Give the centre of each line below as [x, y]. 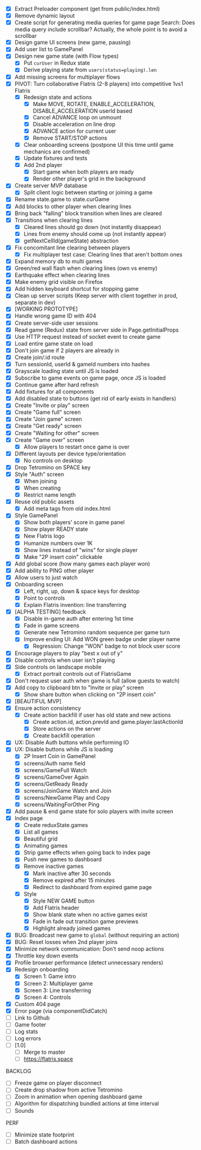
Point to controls [44, 598]
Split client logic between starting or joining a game [88, 193]
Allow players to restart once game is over [76, 447]
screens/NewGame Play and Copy [67, 797]
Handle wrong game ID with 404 [55, 316]
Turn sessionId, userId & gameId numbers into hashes [82, 364]
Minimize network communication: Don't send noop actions [89, 949]
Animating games [46, 846]
